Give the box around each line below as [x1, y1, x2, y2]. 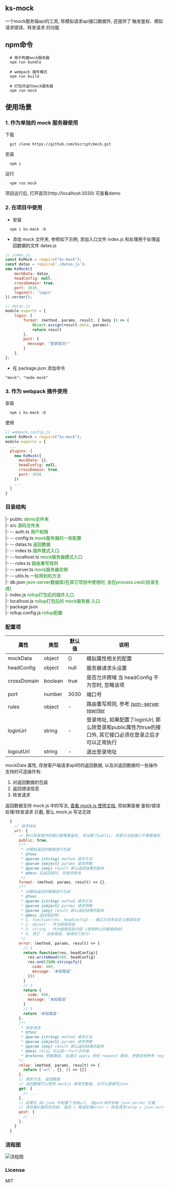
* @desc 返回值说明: [21, 913, 60, 918]
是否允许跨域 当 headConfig [86, 674, 152, 681]
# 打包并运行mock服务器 [10, 83, 54, 89]
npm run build [10, 74, 39, 79]
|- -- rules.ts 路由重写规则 [5, 560, 59, 566]
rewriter [86, 707, 105, 714]
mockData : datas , [14, 271, 51, 276]
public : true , [18, 838, 49, 843]
